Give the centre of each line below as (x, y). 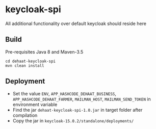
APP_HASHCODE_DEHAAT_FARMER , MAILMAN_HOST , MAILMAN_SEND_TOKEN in (82, 99)
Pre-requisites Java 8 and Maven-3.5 (44, 51)
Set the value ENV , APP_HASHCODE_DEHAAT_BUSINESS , (64, 93)
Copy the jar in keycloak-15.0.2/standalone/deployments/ (73, 120)
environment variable (35, 104)
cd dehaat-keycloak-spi (31, 61)
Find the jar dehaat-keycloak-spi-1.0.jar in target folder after (77, 110)
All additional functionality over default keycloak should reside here (76, 23)
